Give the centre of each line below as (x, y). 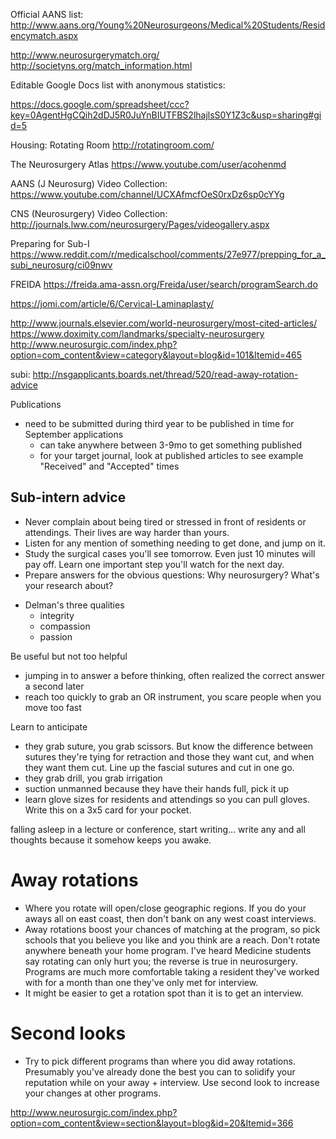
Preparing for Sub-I (50, 243)
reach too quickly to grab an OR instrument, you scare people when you (173, 696)
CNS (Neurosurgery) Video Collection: (89, 213)
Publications (36, 404)
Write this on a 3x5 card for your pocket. (108, 810)
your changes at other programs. (93, 1093)
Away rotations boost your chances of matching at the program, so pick (172, 929)
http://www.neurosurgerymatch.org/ (85, 55)
